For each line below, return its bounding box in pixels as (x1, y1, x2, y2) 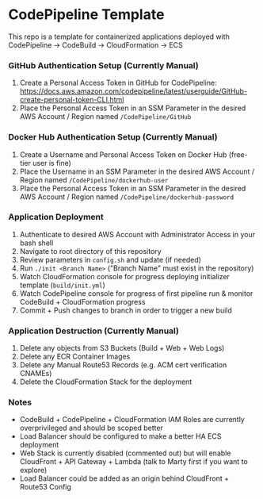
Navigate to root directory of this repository (19, 246, 162, 255)
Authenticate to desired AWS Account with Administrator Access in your (19, 229, 256, 239)
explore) (19, 466, 48, 475)
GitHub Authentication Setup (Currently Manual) (8, 59, 200, 71)
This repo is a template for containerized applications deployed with (8, 32, 230, 41)
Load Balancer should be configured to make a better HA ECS (19, 432, 222, 441)
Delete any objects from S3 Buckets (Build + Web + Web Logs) (19, 344, 225, 353)
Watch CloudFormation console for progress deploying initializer (19, 271, 230, 281)
